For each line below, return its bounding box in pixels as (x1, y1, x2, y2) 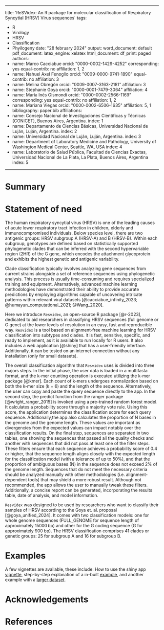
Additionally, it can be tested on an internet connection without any (5, 348, 140, 354)
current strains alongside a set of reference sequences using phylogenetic (5, 271, 155, 277)
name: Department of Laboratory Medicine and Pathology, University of (12, 139, 156, 144)
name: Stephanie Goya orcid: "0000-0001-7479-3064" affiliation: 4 (12, 87, 148, 92)
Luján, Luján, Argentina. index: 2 (12, 128, 77, 134)
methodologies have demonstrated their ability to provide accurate (5, 287, 139, 292)
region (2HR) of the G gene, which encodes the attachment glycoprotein (5, 251, 150, 257)
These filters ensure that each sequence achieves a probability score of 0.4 (5, 446, 158, 451)
